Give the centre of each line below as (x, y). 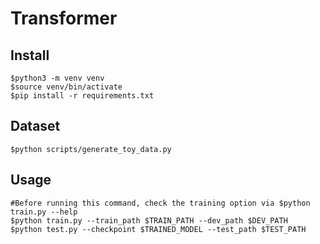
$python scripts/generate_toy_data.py (91, 149)
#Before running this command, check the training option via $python (160, 203)
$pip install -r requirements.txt (82, 96)
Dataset (35, 126)
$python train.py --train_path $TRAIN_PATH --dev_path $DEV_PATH (149, 220)
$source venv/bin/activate (66, 87)
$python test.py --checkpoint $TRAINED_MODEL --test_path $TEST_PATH (158, 229)
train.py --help (44, 212)
